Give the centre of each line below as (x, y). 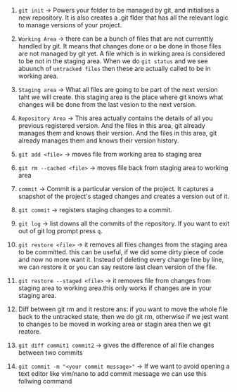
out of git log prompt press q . (60, 231)
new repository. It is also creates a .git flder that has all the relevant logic (123, 18)
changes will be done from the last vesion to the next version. (107, 104)
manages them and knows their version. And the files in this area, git (117, 133)
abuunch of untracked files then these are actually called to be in (114, 68)
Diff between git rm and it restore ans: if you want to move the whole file (123, 309)
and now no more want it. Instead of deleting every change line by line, (121, 260)
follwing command (45, 381)
